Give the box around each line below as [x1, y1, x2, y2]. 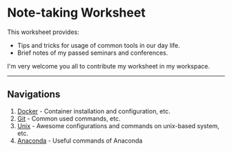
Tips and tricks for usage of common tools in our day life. [17, 41, 180, 49]
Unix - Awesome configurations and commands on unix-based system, [17, 121, 220, 130]
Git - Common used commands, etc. [17, 114, 121, 123]
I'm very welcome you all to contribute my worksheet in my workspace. [7, 62, 211, 70]
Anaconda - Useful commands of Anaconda [17, 136, 143, 145]
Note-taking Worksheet [7, 5, 146, 21]
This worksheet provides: [7, 28, 79, 36]
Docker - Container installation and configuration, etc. [17, 107, 171, 115]
